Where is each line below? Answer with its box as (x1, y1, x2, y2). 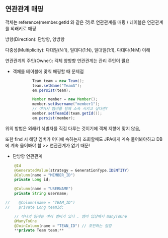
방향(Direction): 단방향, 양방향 (5, 36, 65, 42)
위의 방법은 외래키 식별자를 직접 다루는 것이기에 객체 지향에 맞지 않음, (5, 125, 141, 131)
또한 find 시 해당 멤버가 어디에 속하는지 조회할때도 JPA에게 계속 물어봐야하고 (5, 136, 155, 142)
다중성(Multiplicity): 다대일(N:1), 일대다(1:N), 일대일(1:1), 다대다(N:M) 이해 (5, 47, 150, 53)
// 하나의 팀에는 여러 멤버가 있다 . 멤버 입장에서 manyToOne (14, 214, 127, 219)
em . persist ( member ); (32, 115, 75, 121)
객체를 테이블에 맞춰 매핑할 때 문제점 (12, 68, 84, 74)
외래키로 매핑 (10, 25, 37, 31)
